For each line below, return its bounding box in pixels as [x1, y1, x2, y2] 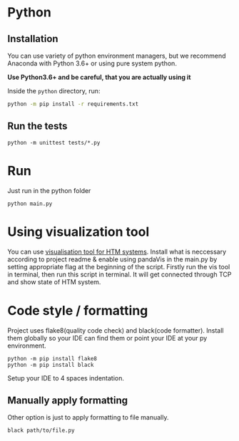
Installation [7, 33, 59, 45]
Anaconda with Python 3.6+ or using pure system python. [7, 59, 177, 68]
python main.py [7, 200, 53, 207]
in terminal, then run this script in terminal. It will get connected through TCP [7, 270, 232, 279]
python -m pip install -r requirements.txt [7, 100, 139, 108]
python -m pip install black [7, 361, 94, 368]
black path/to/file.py [7, 427, 75, 435]
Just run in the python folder [7, 186, 91, 194]
